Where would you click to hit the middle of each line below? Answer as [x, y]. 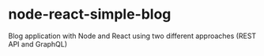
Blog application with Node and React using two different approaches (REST [132, 36]
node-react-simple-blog [90, 14]
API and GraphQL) [38, 44]
